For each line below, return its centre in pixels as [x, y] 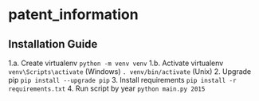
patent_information [73, 15]
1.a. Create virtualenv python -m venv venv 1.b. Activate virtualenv [116, 63]
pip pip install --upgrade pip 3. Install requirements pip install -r [122, 80]
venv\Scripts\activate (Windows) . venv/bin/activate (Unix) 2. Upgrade [130, 72]
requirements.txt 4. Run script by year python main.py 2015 [107, 88]
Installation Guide [53, 44]
